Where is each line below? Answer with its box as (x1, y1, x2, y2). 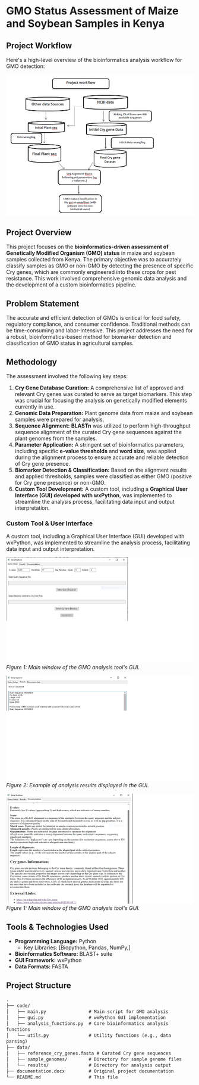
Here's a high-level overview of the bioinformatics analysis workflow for (6, 57, 182, 63)
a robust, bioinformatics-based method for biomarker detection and (6, 333, 172, 341)
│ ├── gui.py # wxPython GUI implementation (6, 1015, 166, 1021)
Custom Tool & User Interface (6, 519, 93, 528)
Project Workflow (6, 40, 72, 51)
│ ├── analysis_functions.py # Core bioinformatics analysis (6, 1021, 169, 1027)
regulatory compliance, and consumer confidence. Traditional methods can (6, 320, 191, 328)
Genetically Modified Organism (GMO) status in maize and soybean (6, 250, 175, 257)
